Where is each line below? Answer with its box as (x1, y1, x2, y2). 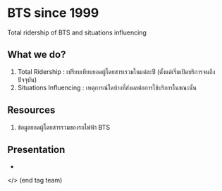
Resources (7, 104, 56, 116)
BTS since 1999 (7, 5, 99, 21)
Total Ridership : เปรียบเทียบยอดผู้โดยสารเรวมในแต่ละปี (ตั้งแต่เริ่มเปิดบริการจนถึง (17, 67, 216, 75)
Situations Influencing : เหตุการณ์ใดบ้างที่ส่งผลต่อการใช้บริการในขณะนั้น (17, 83, 197, 92)
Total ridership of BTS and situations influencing (7, 28, 147, 37)
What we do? (7, 49, 66, 61)
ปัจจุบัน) (17, 75, 37, 84)
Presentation (7, 143, 66, 156)
